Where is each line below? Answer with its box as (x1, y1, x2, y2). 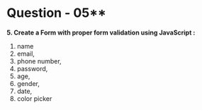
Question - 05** (6, 5, 107, 21)
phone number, (16, 56, 62, 65)
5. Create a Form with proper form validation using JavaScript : (6, 28, 196, 37)
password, (16, 64, 48, 73)
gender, (16, 79, 40, 87)
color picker (16, 94, 52, 103)
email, (16, 49, 35, 58)
